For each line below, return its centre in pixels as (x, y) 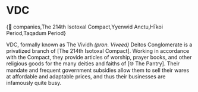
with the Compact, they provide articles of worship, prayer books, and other (99, 57)
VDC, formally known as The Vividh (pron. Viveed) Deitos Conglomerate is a (99, 45)
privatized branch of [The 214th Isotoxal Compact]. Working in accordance (98, 50)
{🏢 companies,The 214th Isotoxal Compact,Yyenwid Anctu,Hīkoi (85, 27)
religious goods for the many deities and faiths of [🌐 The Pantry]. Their (93, 64)
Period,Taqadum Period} (36, 33)
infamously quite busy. (34, 83)
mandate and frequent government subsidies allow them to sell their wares (98, 70)
